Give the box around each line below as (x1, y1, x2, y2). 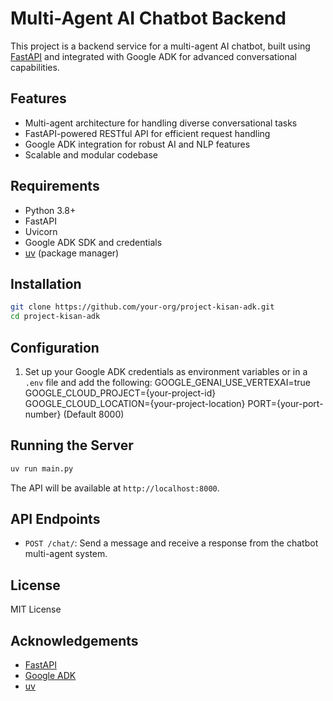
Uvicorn (24, 225, 58, 237)
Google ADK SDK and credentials (24, 236, 163, 248)
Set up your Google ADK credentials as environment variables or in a (24, 365, 308, 377)
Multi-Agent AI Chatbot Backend (10, 7, 287, 30)
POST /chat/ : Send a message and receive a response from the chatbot (24, 537, 319, 549)
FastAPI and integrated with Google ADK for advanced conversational (10, 50, 297, 62)
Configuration (10, 339, 100, 356)
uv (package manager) (24, 247, 120, 259)
